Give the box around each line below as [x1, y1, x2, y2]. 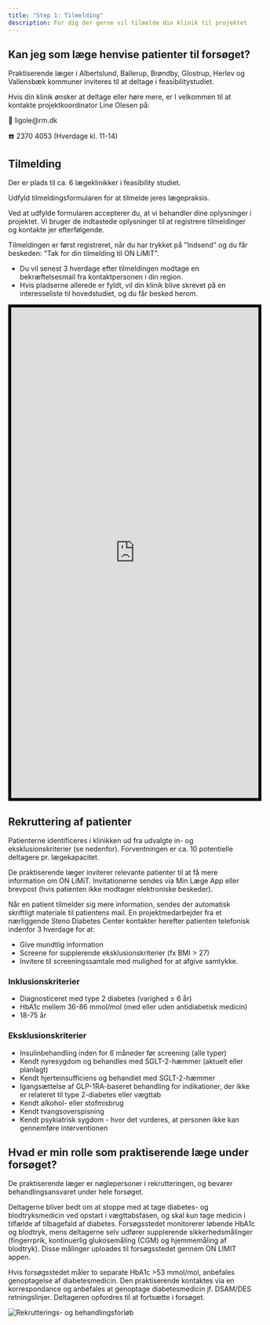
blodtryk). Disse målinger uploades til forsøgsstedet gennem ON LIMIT [8, 1244, 237, 1254]
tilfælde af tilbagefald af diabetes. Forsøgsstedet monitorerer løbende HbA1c [8, 1219, 256, 1228]
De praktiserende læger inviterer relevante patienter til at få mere [8, 867, 218, 877]
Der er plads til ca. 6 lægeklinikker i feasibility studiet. [8, 178, 181, 188]
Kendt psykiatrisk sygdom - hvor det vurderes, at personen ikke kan [19, 1115, 239, 1124]
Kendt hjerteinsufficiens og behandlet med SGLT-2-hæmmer [19, 1073, 216, 1082]
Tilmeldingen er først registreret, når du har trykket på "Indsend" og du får [8, 240, 249, 250]
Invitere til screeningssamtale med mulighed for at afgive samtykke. [19, 956, 239, 965]
